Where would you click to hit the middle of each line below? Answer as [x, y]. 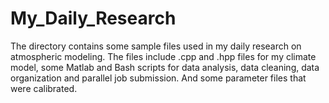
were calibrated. [44, 88]
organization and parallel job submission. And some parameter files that [158, 78]
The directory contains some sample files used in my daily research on [156, 46]
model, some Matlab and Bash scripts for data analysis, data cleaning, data [165, 67]
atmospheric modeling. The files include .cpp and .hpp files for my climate [163, 56]
